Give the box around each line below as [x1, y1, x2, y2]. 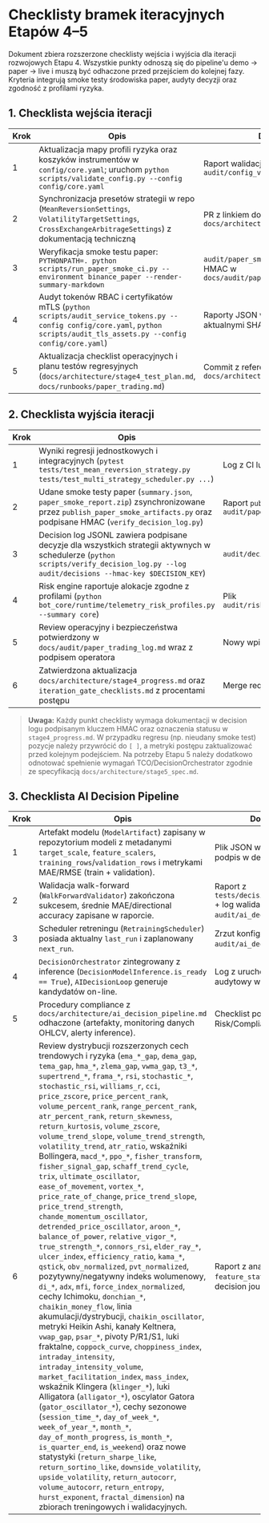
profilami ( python [38, 590, 102, 602]
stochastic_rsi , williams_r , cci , [38, 1080, 161, 1092]
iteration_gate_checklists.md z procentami [38, 684, 206, 695]
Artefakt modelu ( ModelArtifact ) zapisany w [38, 827, 206, 838]
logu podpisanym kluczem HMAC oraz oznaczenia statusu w [27, 723, 228, 733]
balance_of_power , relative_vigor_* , [38, 1231, 177, 1242]
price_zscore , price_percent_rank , [38, 1091, 169, 1102]
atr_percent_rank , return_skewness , [38, 1111, 173, 1122]
